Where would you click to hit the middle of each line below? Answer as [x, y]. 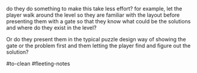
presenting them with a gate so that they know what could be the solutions [98, 21]
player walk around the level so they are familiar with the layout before [93, 15]
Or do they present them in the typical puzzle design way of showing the [96, 39]
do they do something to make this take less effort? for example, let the [94, 9]
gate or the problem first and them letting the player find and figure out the [98, 45]
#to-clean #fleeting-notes [38, 63]
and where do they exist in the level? [52, 28]
